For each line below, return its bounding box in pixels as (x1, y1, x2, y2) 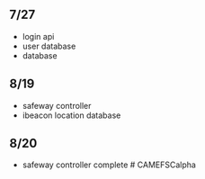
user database (22, 40, 76, 51)
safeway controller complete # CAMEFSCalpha (22, 159, 196, 170)
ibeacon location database (22, 110, 121, 121)
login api (22, 31, 55, 41)
